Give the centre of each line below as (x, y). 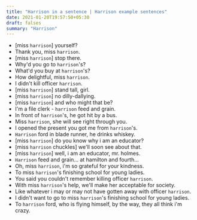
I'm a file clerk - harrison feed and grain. (65, 109)
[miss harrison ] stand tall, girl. (52, 90)
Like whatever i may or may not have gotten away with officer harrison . (103, 191)
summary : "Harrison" (32, 28)
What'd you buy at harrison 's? (53, 71)
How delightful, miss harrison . (52, 77)
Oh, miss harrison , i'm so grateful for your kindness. (80, 166)
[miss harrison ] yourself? (46, 45)
